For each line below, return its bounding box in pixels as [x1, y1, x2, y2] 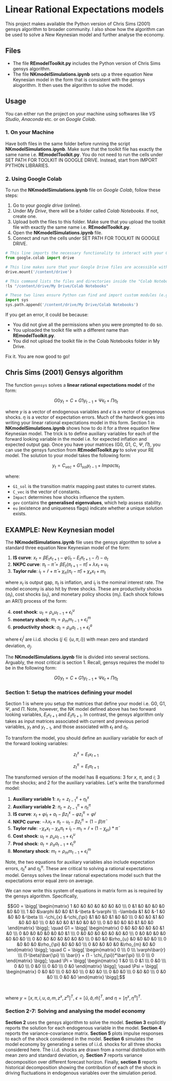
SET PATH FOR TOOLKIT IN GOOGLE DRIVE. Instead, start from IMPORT [5, 157, 158, 163]
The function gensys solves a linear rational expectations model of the [5, 382, 155, 388]
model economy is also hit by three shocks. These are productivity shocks [5, 586, 162, 592]
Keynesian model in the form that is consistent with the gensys [12, 76, 145, 83]
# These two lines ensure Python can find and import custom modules [5, 293, 157, 298]
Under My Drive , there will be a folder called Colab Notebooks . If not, [12, 208, 159, 214]
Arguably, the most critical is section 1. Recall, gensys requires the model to [5, 659, 165, 665]
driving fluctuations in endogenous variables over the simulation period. [5, 1070, 157, 1076]
